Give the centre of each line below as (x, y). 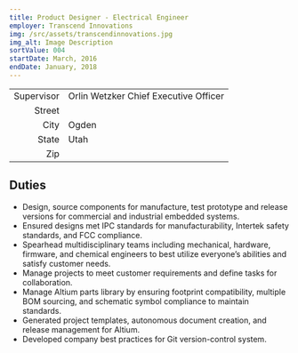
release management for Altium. (81, 329)
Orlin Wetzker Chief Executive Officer (146, 96)
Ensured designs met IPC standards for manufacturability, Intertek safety (155, 225)
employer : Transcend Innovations (71, 26)
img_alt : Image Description (61, 42)
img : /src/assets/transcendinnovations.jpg (91, 34)
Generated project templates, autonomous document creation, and (144, 320)
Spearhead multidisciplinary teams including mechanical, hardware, (146, 245)
